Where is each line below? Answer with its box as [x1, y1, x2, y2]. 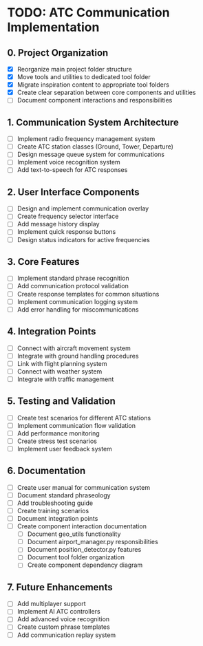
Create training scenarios [17, 506, 89, 515]
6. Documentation [7, 465, 86, 477]
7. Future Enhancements [7, 581, 113, 593]
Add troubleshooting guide [17, 499, 94, 507]
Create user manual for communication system [17, 483, 150, 491]
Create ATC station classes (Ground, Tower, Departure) [17, 142, 174, 151]
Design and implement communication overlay [17, 204, 149, 213]
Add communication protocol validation [17, 282, 129, 290]
